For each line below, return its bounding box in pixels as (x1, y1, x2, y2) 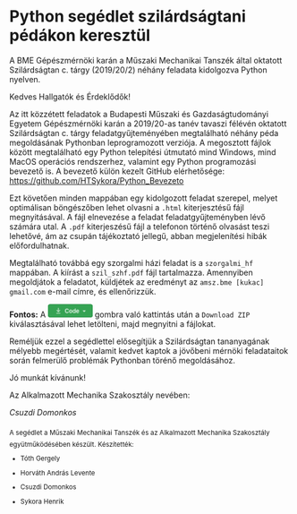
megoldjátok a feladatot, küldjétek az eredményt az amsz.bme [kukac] (9, 276, 265, 287)
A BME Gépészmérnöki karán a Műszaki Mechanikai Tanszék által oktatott (9, 55, 283, 65)
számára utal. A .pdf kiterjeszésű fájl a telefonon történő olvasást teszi (9, 221, 270, 232)
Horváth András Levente (20, 468, 96, 477)
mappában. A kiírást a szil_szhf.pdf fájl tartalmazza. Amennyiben (9, 267, 253, 278)
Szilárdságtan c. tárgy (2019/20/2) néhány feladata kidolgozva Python (9, 64, 267, 75)
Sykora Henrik (20, 497, 64, 507)
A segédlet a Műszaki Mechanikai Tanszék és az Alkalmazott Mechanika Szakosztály (9, 428, 270, 437)
